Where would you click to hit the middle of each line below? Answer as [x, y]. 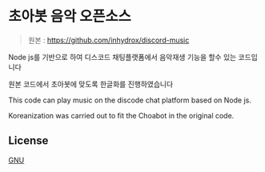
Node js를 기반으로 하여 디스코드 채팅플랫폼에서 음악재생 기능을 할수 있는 [122, 57]
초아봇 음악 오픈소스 [70, 16]
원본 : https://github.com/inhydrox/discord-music [108, 40]
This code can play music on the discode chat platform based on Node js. [130, 100]
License [28, 141]
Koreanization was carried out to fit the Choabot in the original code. [121, 115]
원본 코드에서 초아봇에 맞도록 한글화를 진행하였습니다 [91, 84]
